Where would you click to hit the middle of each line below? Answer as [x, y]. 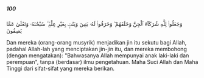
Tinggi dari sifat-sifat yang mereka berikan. [60, 68]
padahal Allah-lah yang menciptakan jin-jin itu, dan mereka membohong [97, 49]
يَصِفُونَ [14, 30]
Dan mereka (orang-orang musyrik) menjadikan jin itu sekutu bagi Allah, [97, 42]
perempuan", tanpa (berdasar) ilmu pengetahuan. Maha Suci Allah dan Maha [102, 62]
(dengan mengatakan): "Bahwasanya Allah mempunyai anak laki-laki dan [98, 55]
